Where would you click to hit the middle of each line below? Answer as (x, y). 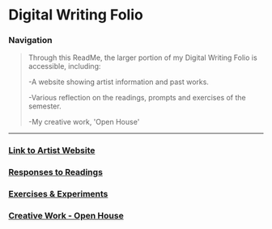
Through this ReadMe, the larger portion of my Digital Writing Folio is (142, 57)
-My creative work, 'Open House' (84, 122)
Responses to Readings (56, 172)
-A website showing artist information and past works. (118, 82)
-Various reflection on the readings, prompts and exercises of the (137, 98)
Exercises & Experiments (58, 194)
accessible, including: (64, 66)
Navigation (30, 40)
